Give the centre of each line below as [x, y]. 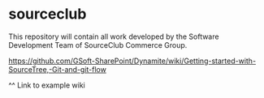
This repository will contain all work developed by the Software [114, 36]
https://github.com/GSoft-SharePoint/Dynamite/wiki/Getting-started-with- [132, 61]
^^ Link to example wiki [47, 85]
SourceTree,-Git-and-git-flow [58, 69]
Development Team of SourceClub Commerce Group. [98, 45]
